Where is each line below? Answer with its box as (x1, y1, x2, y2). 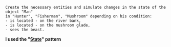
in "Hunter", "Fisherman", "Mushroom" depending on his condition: (5, 14, 153, 19)
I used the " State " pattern (5, 36, 61, 42)
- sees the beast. (5, 27, 45, 32)
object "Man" (5, 9, 33, 14)
